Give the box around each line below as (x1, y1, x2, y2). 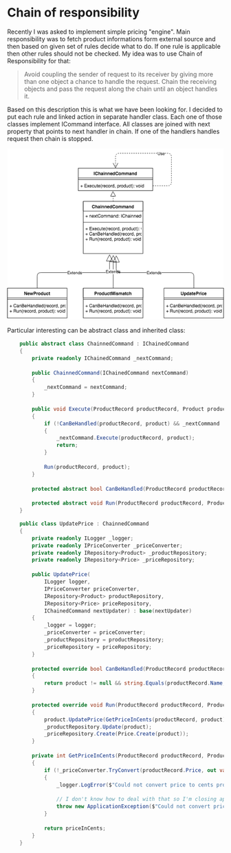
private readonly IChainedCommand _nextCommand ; (32, 355, 174, 362)
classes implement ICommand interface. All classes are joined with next (7, 120, 211, 128)
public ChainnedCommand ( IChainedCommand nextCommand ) (32, 369, 189, 376)
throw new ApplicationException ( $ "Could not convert (56, 803, 211, 810)
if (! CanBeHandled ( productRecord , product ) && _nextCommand (43, 420, 220, 427)
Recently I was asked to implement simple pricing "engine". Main (7, 27, 190, 36)
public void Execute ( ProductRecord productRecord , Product (32, 406, 205, 412)
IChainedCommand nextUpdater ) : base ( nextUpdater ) (43, 607, 192, 614)
